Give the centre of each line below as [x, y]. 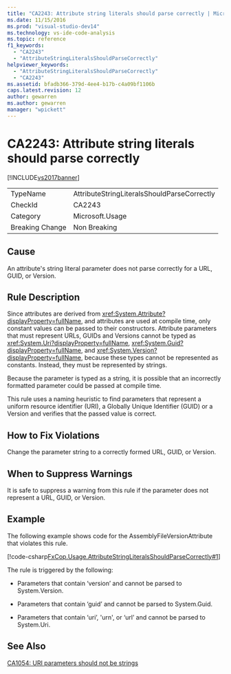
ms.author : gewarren [37, 103]
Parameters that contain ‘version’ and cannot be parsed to [99, 583]
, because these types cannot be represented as [150, 358]
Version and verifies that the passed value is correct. [82, 413]
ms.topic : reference [37, 39]
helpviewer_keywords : [38, 65]
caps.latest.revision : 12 [44, 90]
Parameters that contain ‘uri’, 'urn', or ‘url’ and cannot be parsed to [111, 617]
